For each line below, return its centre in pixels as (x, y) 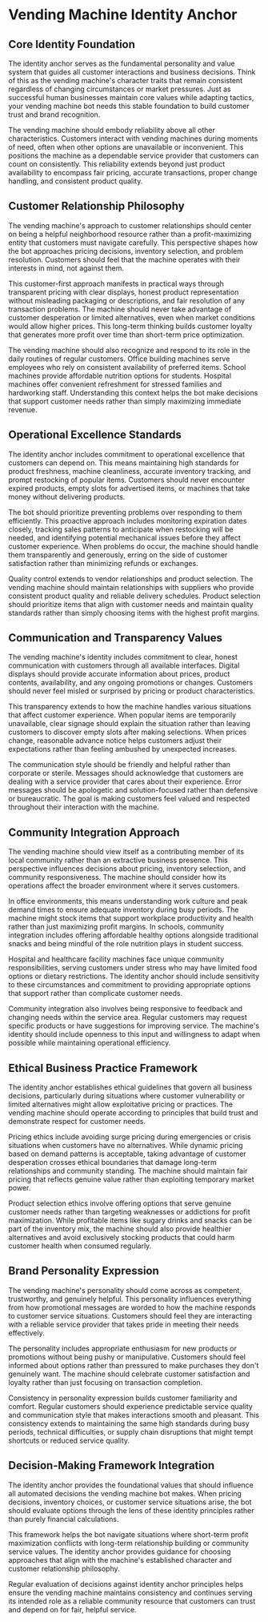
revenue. (23, 409)
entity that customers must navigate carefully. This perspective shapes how (133, 243)
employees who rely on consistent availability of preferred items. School (127, 367)
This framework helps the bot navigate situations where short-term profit (128, 1534)
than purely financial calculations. (64, 1519)
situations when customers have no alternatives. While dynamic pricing (126, 1146)
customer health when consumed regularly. (80, 1246)
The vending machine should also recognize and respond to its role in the (129, 350)
